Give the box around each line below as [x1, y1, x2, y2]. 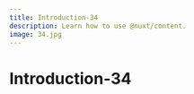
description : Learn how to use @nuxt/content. [9, 21, 187, 30]
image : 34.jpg [9, 30, 63, 38]
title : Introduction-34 [9, 13, 99, 22]
